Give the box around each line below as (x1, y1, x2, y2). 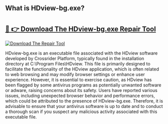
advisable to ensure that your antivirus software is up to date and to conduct (5, 103, 163, 109)
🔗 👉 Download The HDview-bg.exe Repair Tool (5, 24, 156, 33)
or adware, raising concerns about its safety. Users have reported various (5, 87, 158, 93)
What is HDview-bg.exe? (5, 4, 85, 12)
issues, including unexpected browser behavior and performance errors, (5, 92, 155, 98)
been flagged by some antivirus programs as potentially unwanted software (5, 82, 161, 88)
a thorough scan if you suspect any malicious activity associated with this (5, 108, 157, 114)
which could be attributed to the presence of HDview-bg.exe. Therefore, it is (5, 98, 163, 104)
